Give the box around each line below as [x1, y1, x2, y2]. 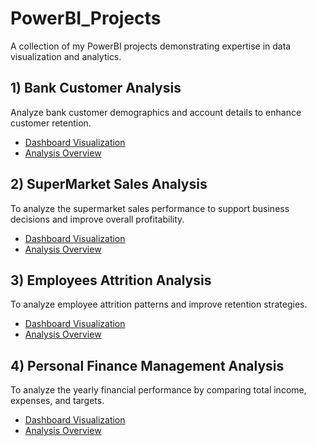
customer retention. [10, 117, 92, 129]
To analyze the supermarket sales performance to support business [10, 202, 290, 214]
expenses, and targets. [10, 395, 105, 407]
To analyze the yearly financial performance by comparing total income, [10, 384, 307, 396]
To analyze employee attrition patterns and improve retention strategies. [10, 298, 308, 311]
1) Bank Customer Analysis [10, 80, 182, 97]
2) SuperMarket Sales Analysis [10, 176, 208, 193]
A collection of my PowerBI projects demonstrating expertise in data [10, 40, 292, 52]
